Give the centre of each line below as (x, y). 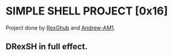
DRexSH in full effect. (47, 47)
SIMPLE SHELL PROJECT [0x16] (87, 11)
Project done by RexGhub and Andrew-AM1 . (60, 28)
